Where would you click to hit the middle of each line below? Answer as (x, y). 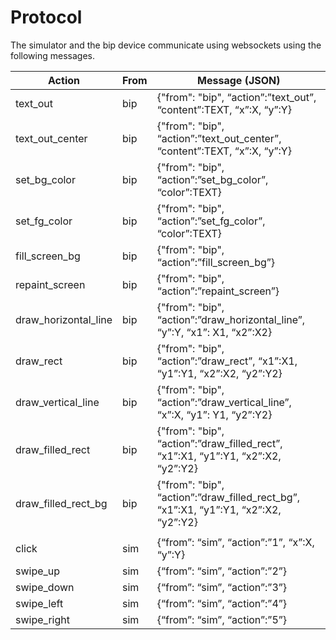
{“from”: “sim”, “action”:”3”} (222, 587)
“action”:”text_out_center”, (219, 138)
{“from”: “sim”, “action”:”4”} (222, 603)
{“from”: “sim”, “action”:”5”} (222, 619)
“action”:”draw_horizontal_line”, (231, 319)
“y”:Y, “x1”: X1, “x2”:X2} (214, 332)
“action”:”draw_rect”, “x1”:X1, (227, 361)
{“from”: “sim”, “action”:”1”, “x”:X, (235, 542)
